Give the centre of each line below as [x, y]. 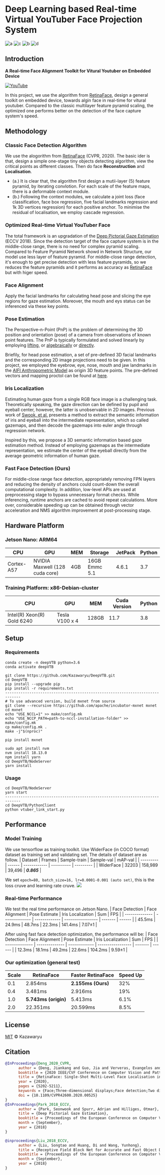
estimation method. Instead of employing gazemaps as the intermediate [78, 445]
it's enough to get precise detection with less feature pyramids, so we [76, 262]
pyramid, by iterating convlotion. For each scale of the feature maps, [82, 186]
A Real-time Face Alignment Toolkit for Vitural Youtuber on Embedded [78, 71]
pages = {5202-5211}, [40, 1086]
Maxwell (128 [49, 567]
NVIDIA [42, 561]
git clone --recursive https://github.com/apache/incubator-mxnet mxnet [81, 706]
